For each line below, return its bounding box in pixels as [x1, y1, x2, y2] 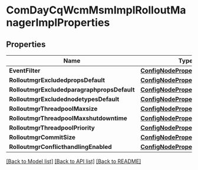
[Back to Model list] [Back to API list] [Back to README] [6, 158, 141, 165]
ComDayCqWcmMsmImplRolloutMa [6, 4, 186, 17]
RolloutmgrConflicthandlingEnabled [9, 143, 112, 151]
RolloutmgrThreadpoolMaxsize [9, 105, 98, 113]
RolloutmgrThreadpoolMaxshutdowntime [9, 114, 128, 122]
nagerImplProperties [6, 16, 110, 29]
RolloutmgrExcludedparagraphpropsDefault [9, 86, 135, 94]
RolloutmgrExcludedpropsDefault [9, 76, 105, 84]
